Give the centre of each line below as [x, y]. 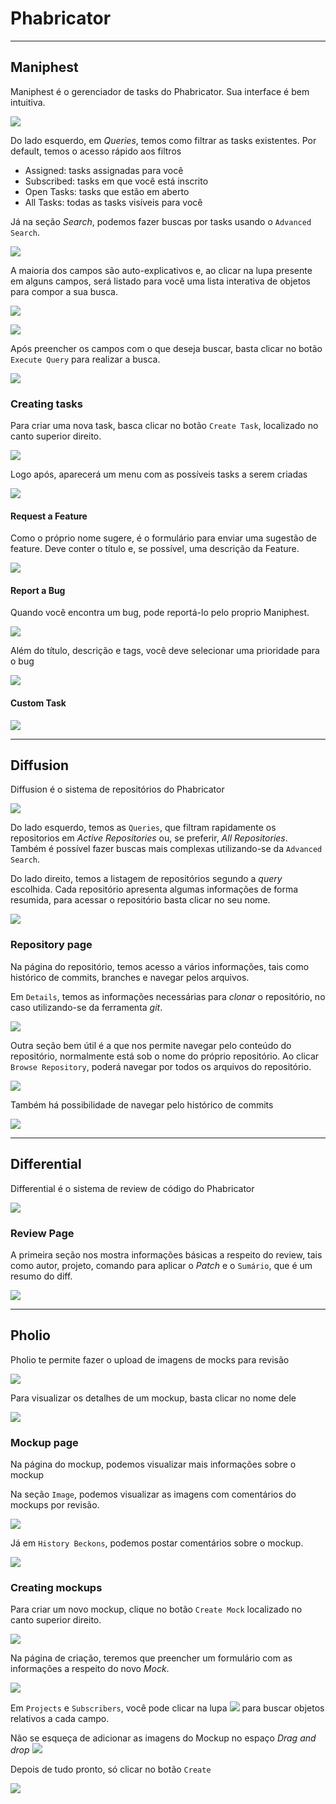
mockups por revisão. [55, 1504]
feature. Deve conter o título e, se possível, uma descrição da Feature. [155, 549]
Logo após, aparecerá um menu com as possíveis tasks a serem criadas [159, 474]
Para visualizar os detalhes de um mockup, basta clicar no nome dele [153, 1398]
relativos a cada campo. [60, 1719]
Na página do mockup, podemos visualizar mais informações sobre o [153, 1464]
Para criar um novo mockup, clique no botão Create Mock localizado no [156, 1609]
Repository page [51, 945]
